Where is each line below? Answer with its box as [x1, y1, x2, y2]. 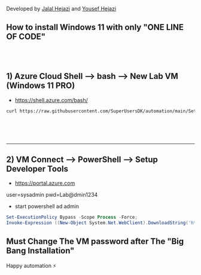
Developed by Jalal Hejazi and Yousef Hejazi [6, 5, 117, 12]
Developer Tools [6, 164, 69, 174]
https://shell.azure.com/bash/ [14, 96, 89, 103]
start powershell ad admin [14, 203, 80, 210]
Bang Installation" [6, 246, 75, 256]
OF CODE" [6, 32, 46, 42]
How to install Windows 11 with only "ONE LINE [6, 22, 184, 32]
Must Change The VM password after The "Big [6, 236, 184, 247]
